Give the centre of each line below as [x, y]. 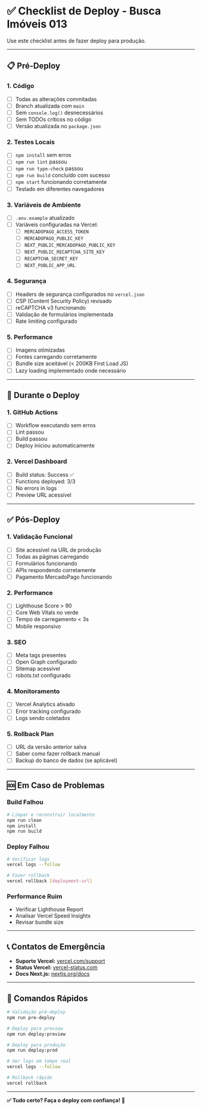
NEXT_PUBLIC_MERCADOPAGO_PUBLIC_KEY [70, 246]
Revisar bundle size [39, 922]
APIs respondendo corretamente [55, 570]
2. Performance [30, 592]
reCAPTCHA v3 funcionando [50, 307]
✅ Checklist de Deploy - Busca [84, 11]
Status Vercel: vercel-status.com [56, 967]
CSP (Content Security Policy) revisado [64, 301]
